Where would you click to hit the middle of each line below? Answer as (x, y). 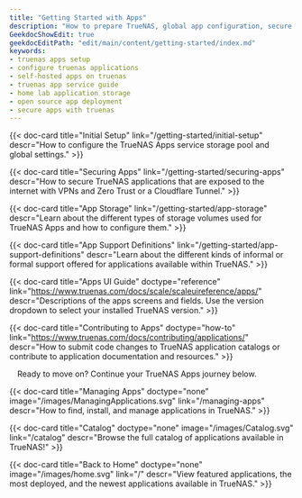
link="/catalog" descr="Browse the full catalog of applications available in (146, 438)
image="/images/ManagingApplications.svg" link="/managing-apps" (137, 401)
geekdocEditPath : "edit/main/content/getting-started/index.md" (133, 43)
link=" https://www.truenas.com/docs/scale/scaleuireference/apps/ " (136, 291)
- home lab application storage (70, 93)
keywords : (28, 51)
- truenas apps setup (50, 59)
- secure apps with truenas (62, 110)
